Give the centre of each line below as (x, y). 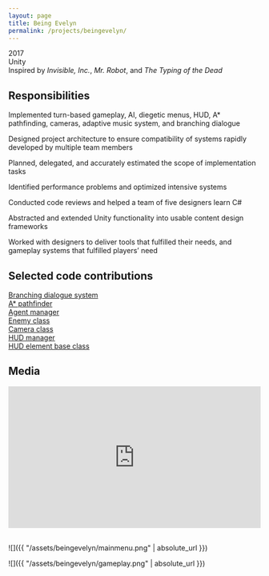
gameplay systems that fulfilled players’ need (83, 251)
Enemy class (29, 320)
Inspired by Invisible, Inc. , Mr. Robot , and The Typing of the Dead (115, 70)
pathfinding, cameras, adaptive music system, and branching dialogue (124, 123)
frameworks (28, 227)
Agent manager (34, 312)
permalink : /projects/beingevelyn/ (68, 30)
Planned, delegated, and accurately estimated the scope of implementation (132, 163)
